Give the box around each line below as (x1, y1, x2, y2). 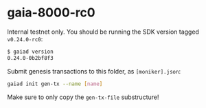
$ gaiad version (7, 48, 54, 55)
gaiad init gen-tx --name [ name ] (7, 80, 103, 87)
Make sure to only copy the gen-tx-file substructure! (7, 93, 159, 101)
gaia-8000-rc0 (7, 5, 95, 21)
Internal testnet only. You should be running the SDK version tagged (7, 28, 199, 36)
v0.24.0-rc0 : (7, 34, 43, 43)
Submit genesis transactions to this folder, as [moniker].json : (7, 67, 181, 75)
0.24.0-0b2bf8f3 (7, 54, 54, 61)
